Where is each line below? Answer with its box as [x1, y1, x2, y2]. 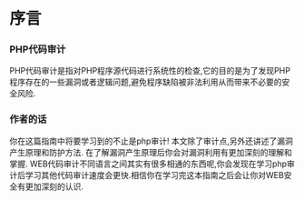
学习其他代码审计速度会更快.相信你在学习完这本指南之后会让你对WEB [25, 169, 284, 180]
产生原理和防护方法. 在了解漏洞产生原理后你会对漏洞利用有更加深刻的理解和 [9, 146, 292, 157]
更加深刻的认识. [25, 181, 84, 192]
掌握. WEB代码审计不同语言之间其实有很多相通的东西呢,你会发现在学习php [9, 158, 288, 169]
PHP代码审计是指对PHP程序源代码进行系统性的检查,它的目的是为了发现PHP [9, 65, 290, 76]
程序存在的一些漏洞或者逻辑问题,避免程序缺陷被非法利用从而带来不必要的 [9, 76, 283, 87]
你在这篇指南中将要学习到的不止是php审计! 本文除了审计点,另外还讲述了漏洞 [9, 135, 293, 146]
